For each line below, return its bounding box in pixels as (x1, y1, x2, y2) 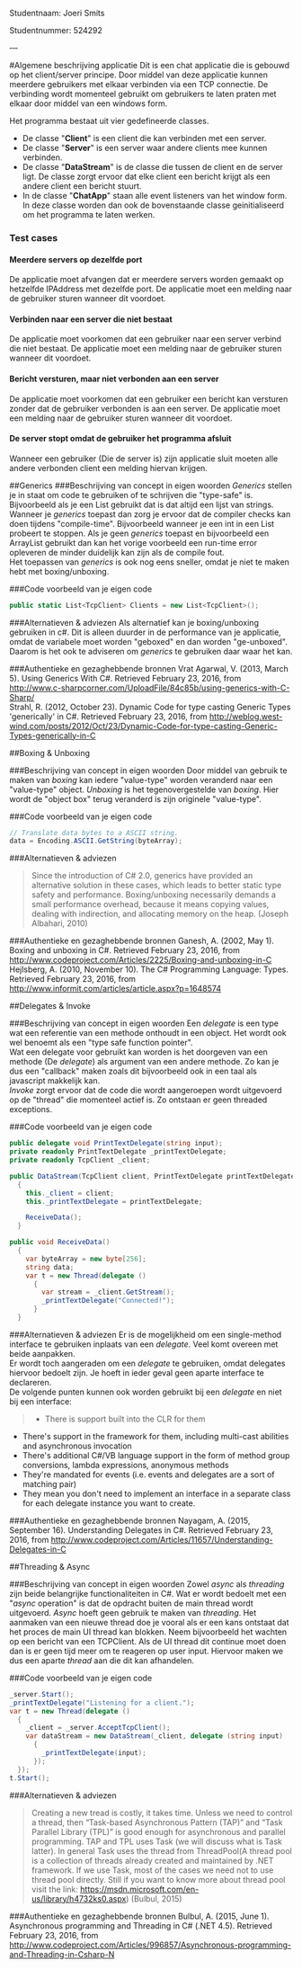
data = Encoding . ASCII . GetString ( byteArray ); (9, 836, 182, 846)
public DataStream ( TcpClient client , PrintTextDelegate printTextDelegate (9, 1172, 296, 1181)
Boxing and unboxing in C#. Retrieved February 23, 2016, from (9, 945, 241, 956)
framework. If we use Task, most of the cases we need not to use (31, 1865, 274, 1875)
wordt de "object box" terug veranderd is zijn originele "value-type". (9, 793, 262, 804)
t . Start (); (9, 1773, 50, 1783)
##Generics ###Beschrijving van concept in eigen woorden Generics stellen (9, 480, 292, 491)
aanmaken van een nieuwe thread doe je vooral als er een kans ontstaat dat (9, 1617, 289, 1627)
